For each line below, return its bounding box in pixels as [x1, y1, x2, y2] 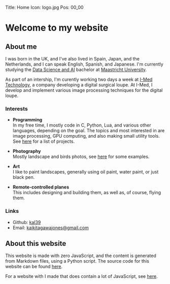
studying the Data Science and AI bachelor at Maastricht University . [5, 67, 147, 73]
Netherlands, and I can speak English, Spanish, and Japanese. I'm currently [5, 61, 163, 67]
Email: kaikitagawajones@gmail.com [12, 225, 89, 231]
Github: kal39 [12, 219, 41, 225]
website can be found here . [5, 264, 63, 270]
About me [5, 42, 37, 51]
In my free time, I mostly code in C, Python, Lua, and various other [12, 122, 151, 129]
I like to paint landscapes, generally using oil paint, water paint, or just [12, 169, 159, 175]
